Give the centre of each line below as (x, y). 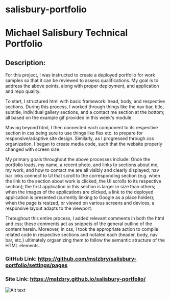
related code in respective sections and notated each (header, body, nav (82, 235)
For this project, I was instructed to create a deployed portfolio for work (80, 75)
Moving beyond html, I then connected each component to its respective (82, 128)
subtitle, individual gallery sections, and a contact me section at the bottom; (85, 112)
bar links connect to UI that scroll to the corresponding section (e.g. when (83, 176)
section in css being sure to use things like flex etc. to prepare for (74, 133)
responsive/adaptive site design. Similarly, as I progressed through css (80, 138)
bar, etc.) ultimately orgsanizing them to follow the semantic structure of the (85, 240)
